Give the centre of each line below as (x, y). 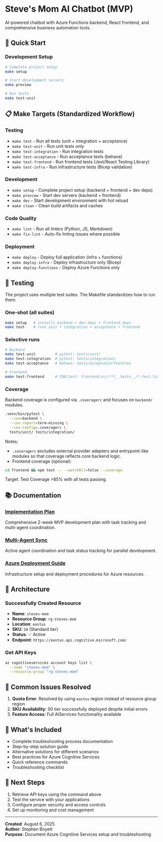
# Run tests (17, 94)
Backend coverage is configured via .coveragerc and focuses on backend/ (79, 400)
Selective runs (23, 340)
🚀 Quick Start (25, 43)
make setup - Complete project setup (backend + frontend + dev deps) (82, 190)
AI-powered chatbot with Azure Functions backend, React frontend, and (77, 22)
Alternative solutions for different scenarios (55, 751)
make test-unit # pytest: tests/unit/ (53, 354)
